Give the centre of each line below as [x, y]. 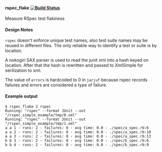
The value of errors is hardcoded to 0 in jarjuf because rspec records [76, 80]
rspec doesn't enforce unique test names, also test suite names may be [76, 40]
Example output [21, 96]
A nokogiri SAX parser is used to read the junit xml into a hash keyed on [77, 60]
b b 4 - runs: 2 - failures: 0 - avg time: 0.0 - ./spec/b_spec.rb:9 [77, 145]
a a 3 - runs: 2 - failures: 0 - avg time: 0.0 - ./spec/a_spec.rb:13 [78, 136]
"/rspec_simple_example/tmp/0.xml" [41, 115]
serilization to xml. [23, 70]
